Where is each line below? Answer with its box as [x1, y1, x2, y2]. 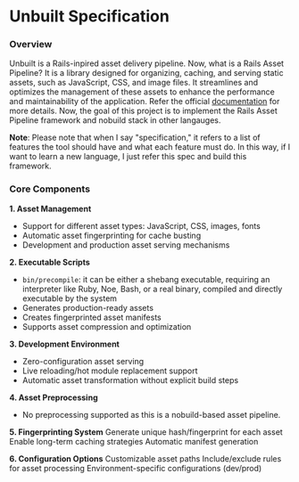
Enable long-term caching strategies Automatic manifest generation [9, 436, 259, 446]
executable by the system [21, 292, 118, 304]
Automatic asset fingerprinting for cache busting [21, 230, 202, 241]
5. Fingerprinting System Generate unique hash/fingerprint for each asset [9, 426, 283, 437]
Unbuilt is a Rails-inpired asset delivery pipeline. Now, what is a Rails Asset [9, 58, 284, 69]
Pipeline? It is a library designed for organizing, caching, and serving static [9, 68, 284, 78]
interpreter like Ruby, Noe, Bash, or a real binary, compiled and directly [21, 283, 283, 294]
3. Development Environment [9, 339, 120, 349]
